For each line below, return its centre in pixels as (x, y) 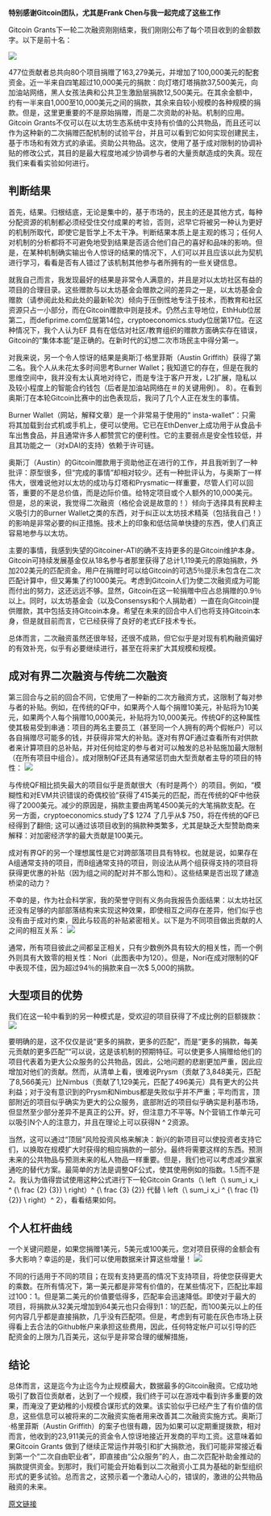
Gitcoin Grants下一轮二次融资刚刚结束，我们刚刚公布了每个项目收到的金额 (131, 30)
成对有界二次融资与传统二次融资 (88, 676)
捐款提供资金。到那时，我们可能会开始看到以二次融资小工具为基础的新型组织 (135, 1467)
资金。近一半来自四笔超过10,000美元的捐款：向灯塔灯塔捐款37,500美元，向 (133, 82)
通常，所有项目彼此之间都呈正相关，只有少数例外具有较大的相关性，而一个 (132, 947)
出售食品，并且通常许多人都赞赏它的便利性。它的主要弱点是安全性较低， (135, 435)
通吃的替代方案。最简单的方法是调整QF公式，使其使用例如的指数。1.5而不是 (134, 1170)
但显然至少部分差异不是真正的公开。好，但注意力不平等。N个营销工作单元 (131, 1112)
